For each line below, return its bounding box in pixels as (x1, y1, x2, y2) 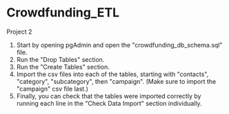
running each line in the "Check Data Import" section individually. (16, 99, 202, 107)
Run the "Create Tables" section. (16, 62, 110, 71)
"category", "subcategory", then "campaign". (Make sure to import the (16, 77, 217, 85)
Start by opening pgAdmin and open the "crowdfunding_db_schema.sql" (16, 41, 223, 49)
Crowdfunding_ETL (6, 5, 120, 21)
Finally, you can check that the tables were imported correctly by (16, 91, 201, 100)
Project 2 (6, 27, 32, 36)
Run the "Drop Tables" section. (16, 55, 105, 63)
